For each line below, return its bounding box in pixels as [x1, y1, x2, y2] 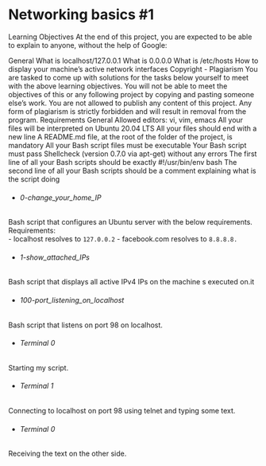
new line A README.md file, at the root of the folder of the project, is [8, 131, 233, 141]
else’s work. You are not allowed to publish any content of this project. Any [8, 98, 253, 108]
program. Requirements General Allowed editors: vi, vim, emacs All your [8, 115, 244, 124]
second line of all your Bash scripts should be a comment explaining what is [8, 166, 256, 175]
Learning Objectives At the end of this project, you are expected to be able [8, 32, 253, 41]
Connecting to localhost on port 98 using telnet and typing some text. [8, 405, 236, 415]
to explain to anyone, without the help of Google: [8, 40, 168, 49]
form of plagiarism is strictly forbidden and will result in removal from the [8, 106, 247, 116]
